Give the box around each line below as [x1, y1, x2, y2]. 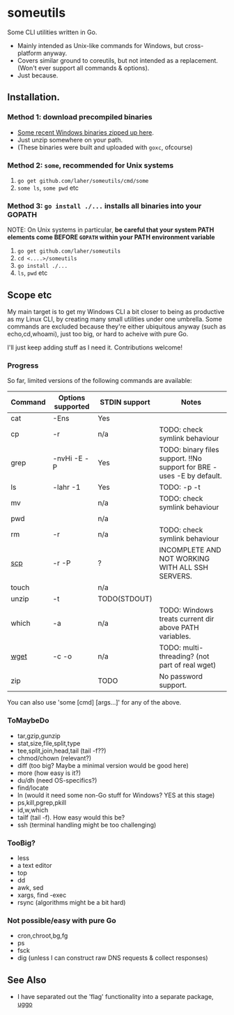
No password [159, 672, 203, 682]
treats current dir [159, 614, 214, 624]
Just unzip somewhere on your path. [17, 135, 123, 144]
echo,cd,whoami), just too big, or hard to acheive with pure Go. [7, 330, 189, 338]
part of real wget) [159, 661, 217, 670]
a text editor [17, 861, 52, 869]
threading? [159, 652, 194, 661]
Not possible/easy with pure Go [7, 915, 116, 925]
